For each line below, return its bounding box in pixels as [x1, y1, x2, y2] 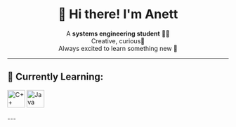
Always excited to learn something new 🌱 [58, 44, 178, 52]
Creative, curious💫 [91, 36, 145, 45]
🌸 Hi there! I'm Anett [58, 6, 178, 22]
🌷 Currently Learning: [7, 71, 104, 83]
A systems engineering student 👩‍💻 [66, 29, 170, 38]
